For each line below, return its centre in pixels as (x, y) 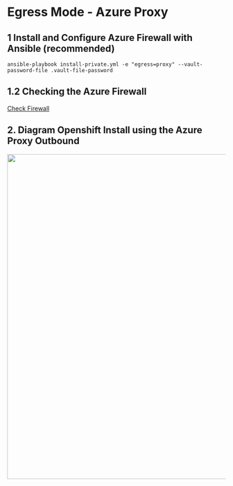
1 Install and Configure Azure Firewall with (100, 38)
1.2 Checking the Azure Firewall (77, 92)
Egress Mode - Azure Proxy (88, 12)
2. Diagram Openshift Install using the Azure (105, 130)
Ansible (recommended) (61, 48)
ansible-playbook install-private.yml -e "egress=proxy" (91, 64)
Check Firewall (28, 108)
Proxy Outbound (43, 141)
